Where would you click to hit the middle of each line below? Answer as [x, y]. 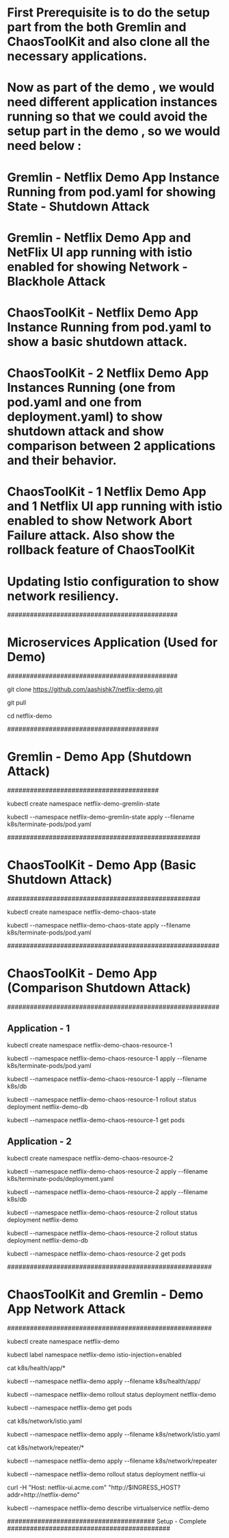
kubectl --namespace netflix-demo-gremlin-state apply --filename [101, 817]
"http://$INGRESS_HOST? [145, 1487]
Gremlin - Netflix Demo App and [99, 237]
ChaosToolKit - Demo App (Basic [102, 865]
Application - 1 [39, 1029]
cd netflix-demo [30, 716]
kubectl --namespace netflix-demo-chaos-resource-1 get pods [96, 1120]
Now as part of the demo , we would [111, 88]
